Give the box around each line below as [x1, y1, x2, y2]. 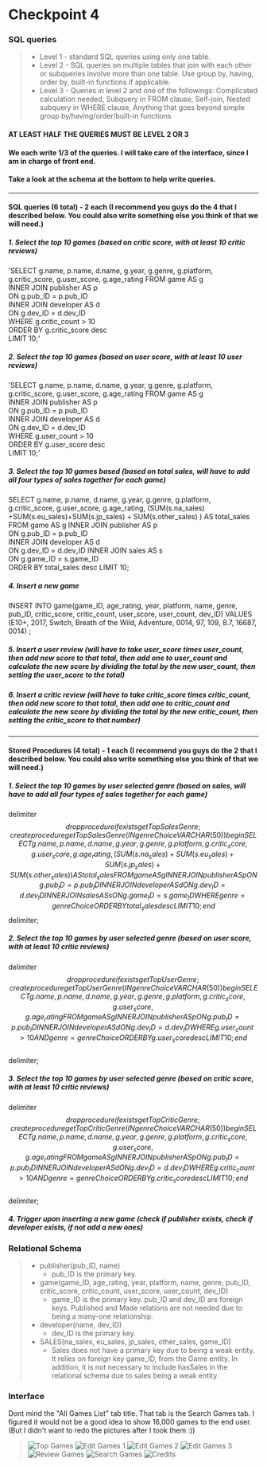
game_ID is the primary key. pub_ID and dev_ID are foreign [51, 1295, 244, 1304]
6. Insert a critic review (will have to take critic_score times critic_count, [8, 690, 251, 700]
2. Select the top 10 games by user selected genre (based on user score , [8, 933, 252, 943]
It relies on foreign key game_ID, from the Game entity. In [51, 1354, 238, 1363]
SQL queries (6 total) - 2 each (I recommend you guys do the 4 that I [8, 202, 237, 212]
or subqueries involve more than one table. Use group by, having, [39, 69, 254, 79]
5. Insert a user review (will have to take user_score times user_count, [8, 644, 244, 654]
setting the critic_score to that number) [8, 715, 141, 725]
